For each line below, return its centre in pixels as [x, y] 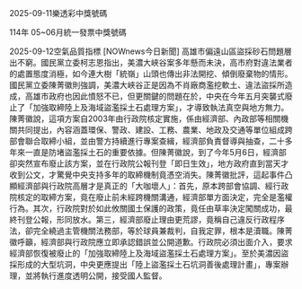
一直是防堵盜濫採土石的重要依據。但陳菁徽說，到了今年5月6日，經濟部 [155, 152]
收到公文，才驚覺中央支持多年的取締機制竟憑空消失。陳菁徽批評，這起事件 [147, 175]
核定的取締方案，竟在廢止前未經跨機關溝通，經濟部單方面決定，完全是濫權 [155, 197]
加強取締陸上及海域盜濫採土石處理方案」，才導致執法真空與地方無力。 [161, 107]
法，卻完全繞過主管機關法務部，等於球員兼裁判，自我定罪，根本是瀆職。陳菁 [151, 231]
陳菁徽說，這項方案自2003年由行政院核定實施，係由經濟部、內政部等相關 [145, 118]
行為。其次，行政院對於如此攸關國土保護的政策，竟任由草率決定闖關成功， [147, 208]
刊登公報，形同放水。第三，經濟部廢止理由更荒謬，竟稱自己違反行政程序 [151, 219]
